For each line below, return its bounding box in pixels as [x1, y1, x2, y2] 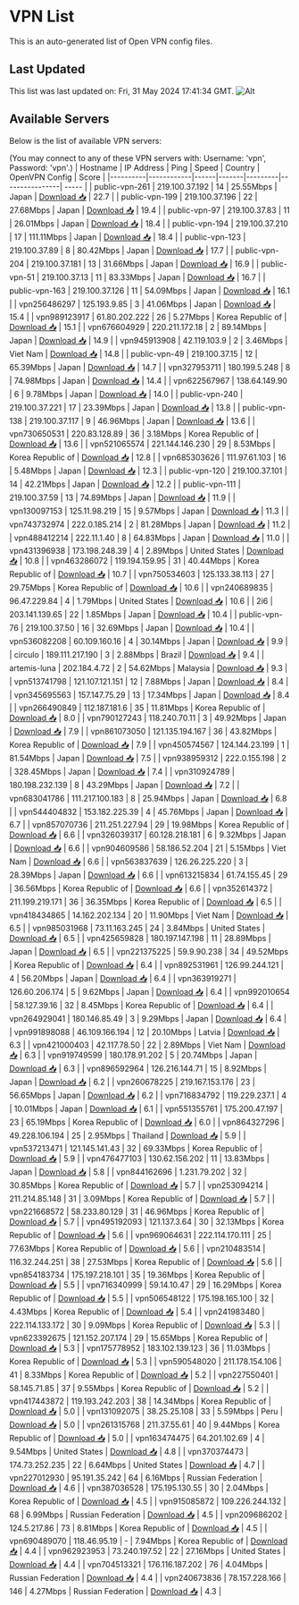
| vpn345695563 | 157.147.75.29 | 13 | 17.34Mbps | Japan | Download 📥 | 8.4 [9, 689, 290, 700]
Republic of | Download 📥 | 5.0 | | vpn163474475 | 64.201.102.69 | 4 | [9, 1432, 265, 1443]
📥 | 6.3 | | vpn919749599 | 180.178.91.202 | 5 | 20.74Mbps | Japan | [9, 1049, 258, 1060]
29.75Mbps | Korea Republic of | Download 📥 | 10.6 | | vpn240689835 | [9, 582, 274, 592]
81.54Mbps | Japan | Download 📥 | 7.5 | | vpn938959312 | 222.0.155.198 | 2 [9, 752, 287, 763]
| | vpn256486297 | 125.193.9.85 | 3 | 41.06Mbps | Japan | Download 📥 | [9, 298, 277, 310]
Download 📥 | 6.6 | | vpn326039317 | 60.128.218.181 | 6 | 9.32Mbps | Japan [9, 829, 287, 840]
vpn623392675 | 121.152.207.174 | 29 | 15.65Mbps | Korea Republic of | [9, 1332, 268, 1343]
